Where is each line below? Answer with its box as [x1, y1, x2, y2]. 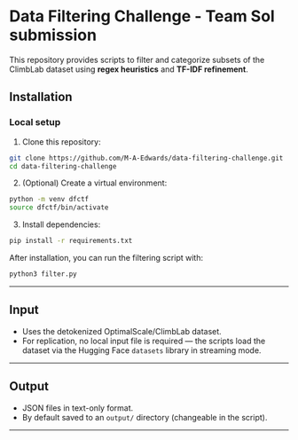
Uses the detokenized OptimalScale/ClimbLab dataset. [21, 326, 222, 336]
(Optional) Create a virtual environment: [21, 177, 168, 188]
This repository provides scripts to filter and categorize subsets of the [9, 54, 265, 65]
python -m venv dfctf [9, 195, 90, 204]
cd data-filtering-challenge [9, 161, 117, 170]
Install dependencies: [21, 219, 101, 230]
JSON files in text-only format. [21, 402, 134, 413]
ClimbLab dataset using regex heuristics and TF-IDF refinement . [9, 64, 248, 75]
